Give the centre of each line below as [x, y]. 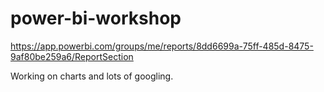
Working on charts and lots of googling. [92, 76]
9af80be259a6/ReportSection [72, 56]
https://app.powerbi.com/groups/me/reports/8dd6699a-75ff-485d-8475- [162, 46]
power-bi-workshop [96, 18]
